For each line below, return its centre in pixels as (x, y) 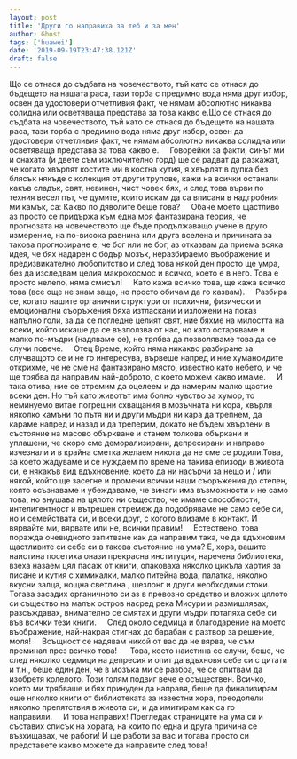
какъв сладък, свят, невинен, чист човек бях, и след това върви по (137, 188)
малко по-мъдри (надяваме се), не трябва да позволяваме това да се (143, 339)
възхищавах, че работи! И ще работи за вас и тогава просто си (129, 735)
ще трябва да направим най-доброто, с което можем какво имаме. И (146, 377)
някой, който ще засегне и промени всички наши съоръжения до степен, (148, 480)
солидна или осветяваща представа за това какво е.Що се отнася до (141, 112)
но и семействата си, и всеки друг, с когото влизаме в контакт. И (133, 518)
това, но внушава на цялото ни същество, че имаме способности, (135, 499)
